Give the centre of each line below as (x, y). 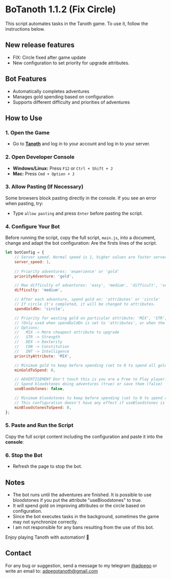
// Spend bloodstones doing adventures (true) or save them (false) (89, 384)
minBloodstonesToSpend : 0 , (43, 407)
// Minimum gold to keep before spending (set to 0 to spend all (85, 365)
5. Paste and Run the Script (39, 425)
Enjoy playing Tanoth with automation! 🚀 (47, 537)
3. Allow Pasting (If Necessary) (45, 187)
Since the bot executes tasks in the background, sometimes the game (86, 516)
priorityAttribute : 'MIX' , (43, 356)
